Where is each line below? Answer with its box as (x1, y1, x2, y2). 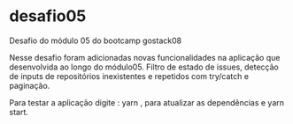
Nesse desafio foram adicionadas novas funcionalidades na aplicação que (9, 52, 281, 62)
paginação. (9, 80, 50, 91)
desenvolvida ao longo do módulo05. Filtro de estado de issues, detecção (9, 62, 279, 72)
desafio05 (9, 6, 87, 26)
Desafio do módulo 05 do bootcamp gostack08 (9, 35, 182, 46)
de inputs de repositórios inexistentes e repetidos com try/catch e (9, 70, 250, 81)
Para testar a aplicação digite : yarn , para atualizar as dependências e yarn (9, 97, 285, 107)
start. (9, 106, 29, 117)
